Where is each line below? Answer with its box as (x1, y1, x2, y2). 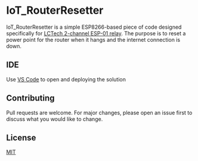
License (6, 132, 36, 142)
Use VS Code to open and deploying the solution (6, 75, 126, 83)
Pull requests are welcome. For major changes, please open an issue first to (6, 109, 193, 116)
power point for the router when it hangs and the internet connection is (6, 36, 181, 43)
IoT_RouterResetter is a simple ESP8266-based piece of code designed (6, 23, 182, 31)
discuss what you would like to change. (6, 115, 103, 123)
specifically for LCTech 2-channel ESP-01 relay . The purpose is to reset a (6, 29, 186, 37)
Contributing (6, 93, 55, 104)
